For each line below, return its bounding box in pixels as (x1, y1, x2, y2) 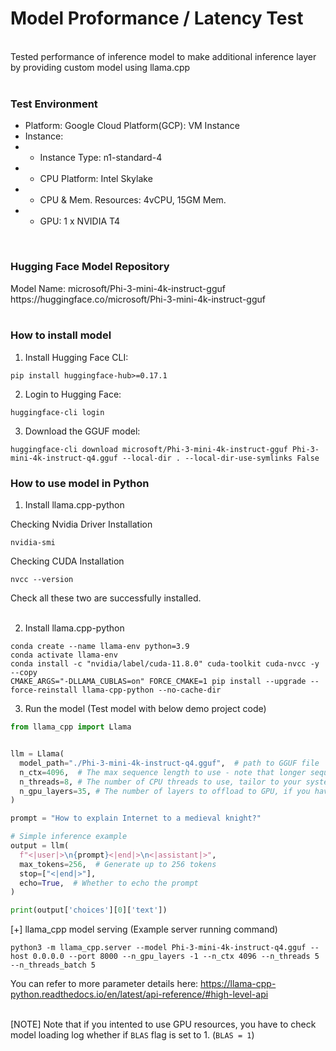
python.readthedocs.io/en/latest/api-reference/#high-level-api (10, 988, 269, 1001)
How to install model (10, 328, 112, 342)
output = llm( (10, 841, 70, 851)
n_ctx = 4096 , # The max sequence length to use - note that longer (19, 767, 307, 777)
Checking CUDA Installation (10, 555, 125, 567)
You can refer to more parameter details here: (10, 978, 199, 990)
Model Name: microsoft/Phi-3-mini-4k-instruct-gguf (10, 282, 226, 294)
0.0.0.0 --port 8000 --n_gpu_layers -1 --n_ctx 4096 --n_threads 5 (32, 952, 320, 962)
